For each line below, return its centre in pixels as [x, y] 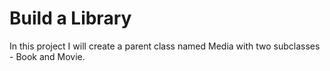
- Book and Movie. [47, 56]
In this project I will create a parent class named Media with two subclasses [165, 46]
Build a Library [70, 18]
